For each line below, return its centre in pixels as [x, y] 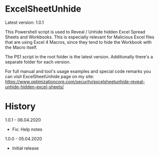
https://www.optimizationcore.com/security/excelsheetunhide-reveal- [75, 82]
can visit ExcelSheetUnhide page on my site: [50, 76]
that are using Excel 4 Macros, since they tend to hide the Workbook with [79, 42]
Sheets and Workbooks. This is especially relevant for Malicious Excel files [80, 37]
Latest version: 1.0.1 [25, 22]
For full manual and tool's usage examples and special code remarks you [78, 71]
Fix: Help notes [27, 129]
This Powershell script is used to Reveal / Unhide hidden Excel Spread [75, 32]
